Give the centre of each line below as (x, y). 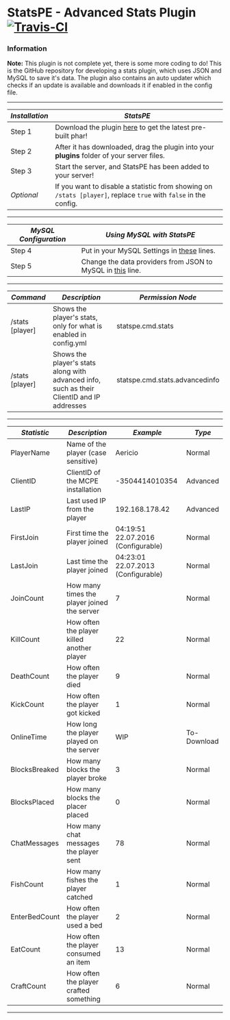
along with (69, 371)
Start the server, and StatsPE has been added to (132, 167)
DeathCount (30, 676)
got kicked (83, 713)
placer (76, 806)
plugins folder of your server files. (110, 156)
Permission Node (168, 297)
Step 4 (21, 251)
